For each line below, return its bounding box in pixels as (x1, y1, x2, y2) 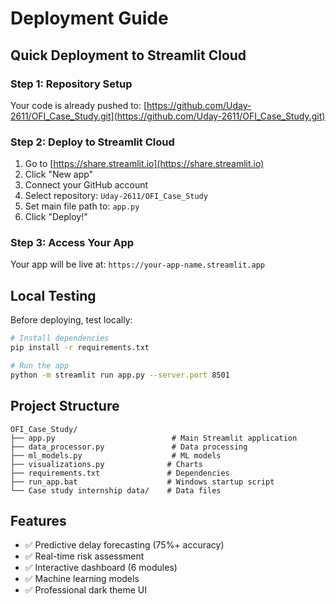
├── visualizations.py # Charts (10, 459, 203, 469)
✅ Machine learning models (24, 573, 140, 585)
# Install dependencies (10, 333, 110, 344)
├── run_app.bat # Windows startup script (10, 477, 275, 487)
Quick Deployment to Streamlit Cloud (10, 47, 247, 64)
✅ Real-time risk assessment (24, 550, 145, 562)
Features (10, 512, 67, 529)
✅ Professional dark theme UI (24, 584, 148, 596)
